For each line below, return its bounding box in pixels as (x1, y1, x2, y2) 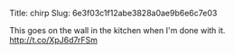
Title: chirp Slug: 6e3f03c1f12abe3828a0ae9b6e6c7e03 (9, 8, 218, 18)
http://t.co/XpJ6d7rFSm (9, 35, 98, 45)
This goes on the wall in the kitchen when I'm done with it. (9, 25, 226, 35)
